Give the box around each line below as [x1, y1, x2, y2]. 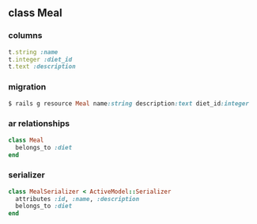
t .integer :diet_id [8, 55, 73, 63]
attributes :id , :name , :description [15, 195, 140, 203]
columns [8, 30, 43, 41]
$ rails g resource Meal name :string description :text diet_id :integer [8, 99, 249, 108]
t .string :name [8, 47, 59, 56]
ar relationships [8, 118, 70, 129]
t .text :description [8, 63, 77, 70]
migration [8, 82, 47, 93]
